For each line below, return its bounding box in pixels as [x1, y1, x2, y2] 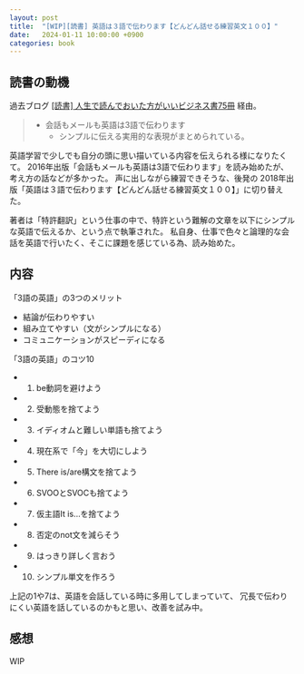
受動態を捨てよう [35, 403, 101, 414]
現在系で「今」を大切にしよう [35, 445, 148, 456]
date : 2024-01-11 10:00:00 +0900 [9, 30, 144, 39]
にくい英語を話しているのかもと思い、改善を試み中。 [9, 601, 209, 612]
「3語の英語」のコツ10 [9, 353, 95, 364]
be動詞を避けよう [35, 382, 103, 393]
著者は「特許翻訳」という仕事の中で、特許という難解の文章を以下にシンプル [9, 215, 296, 226]
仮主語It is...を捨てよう [35, 508, 121, 519]
